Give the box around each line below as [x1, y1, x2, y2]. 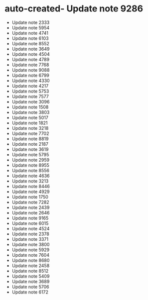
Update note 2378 [11, 231, 49, 237]
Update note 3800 [11, 241, 50, 247]
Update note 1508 [11, 104, 49, 110]
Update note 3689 [11, 278, 50, 284]
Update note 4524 [11, 225, 50, 231]
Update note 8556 [11, 167, 49, 173]
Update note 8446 [11, 183, 50, 189]
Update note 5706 [11, 284, 49, 290]
